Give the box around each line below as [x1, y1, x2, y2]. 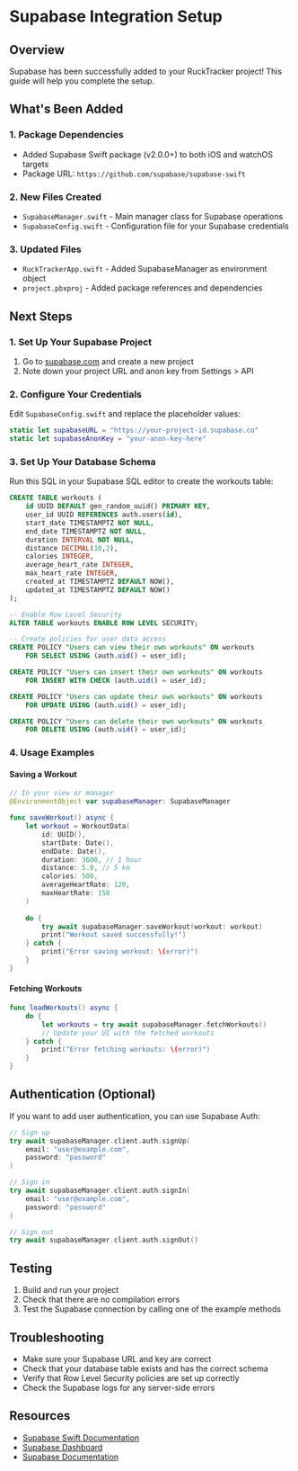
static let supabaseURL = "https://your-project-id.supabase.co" [9, 426, 259, 435]
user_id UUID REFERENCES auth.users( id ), [25, 510, 182, 519]
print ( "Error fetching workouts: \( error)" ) [41, 1045, 211, 1054]
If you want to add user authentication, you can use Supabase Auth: [9, 1110, 260, 1121]
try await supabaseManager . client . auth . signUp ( [9, 1136, 191, 1145]
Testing [9, 1260, 53, 1276]
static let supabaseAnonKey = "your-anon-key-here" [9, 435, 206, 444]
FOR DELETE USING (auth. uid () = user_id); [25, 725, 187, 734]
